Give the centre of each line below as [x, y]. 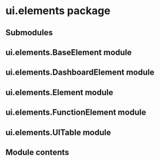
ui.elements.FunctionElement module [76, 113]
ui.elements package [58, 11]
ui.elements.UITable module [58, 133]
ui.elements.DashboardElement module [80, 73]
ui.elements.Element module [59, 92]
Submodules [29, 33]
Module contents [37, 152]
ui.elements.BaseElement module [69, 52]
